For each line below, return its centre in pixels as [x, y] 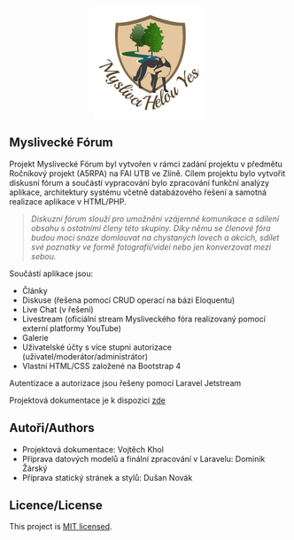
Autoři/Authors [52, 428]
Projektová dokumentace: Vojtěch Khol [93, 449]
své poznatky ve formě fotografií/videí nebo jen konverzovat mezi [151, 247]
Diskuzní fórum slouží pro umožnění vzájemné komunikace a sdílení [155, 219]
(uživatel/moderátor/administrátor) [85, 356]
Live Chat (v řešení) [58, 309]
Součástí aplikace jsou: [51, 274]
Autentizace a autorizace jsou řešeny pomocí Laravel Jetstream [125, 382]
